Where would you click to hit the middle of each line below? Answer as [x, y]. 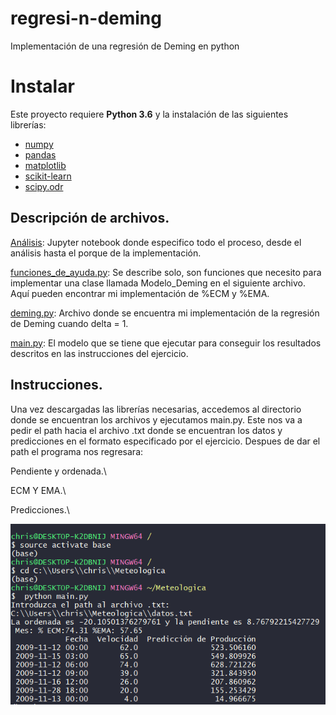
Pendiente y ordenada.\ [58, 471]
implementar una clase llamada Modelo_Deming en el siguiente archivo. [158, 283]
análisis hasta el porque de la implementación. [106, 253]
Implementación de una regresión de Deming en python [125, 46]
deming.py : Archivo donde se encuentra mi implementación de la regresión [165, 313]
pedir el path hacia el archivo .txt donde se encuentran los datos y [146, 430]
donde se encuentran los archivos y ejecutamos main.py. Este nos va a [156, 419]
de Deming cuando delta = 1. [69, 323]
